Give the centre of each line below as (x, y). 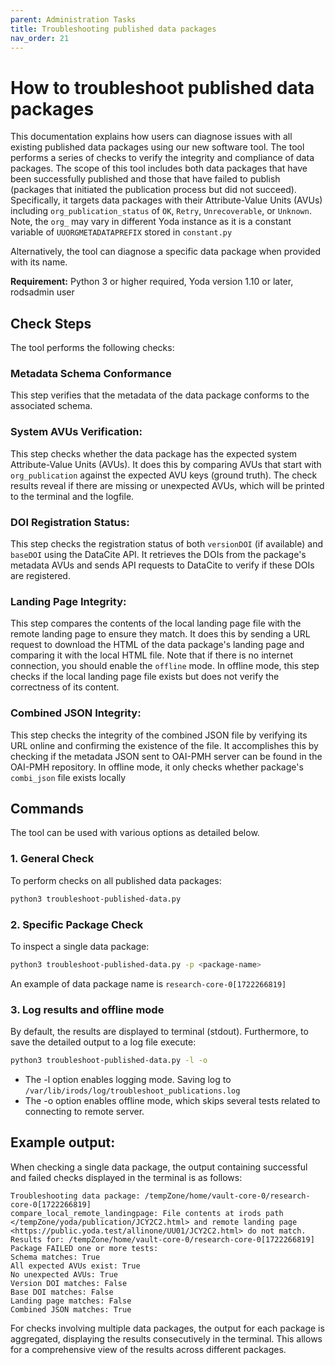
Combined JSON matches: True (71, 1309)
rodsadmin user (42, 292)
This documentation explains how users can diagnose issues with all (151, 137)
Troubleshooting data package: (75, 1196)
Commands (47, 809)
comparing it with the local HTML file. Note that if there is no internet (151, 655)
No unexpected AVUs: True (64, 1274)
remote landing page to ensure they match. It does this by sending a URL (160, 634)
